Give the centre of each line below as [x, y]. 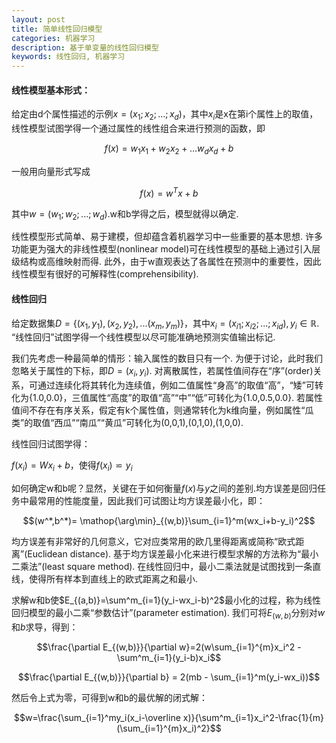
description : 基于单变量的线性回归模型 [85, 47]
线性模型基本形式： [51, 90]
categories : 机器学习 [53, 38]
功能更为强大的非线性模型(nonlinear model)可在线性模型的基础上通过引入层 [166, 249]
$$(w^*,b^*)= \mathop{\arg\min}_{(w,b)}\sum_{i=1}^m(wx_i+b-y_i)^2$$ [169, 520]
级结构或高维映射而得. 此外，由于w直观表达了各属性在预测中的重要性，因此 [166, 262]
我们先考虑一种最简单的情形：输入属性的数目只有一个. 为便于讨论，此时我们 [167, 358]
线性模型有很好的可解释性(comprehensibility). [105, 274]
